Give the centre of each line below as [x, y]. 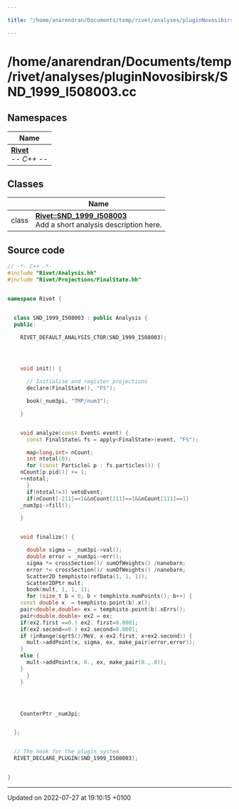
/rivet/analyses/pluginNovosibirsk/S [118, 76]
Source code [36, 250]
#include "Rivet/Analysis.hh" [52, 273]
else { [30, 656]
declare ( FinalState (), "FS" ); [71, 388]
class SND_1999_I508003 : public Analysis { [81, 318]
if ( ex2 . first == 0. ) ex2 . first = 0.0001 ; [79, 623]
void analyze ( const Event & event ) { [75, 433]
